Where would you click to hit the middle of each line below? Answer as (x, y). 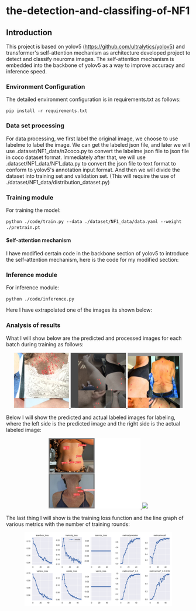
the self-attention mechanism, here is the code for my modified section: (92, 260)
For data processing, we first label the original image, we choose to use (92, 139)
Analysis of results (33, 325)
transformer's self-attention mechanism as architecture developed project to (98, 53)
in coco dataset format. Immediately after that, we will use (76, 157)
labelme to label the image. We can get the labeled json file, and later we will (98, 144)
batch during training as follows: (45, 344)
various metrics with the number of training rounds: (68, 524)
